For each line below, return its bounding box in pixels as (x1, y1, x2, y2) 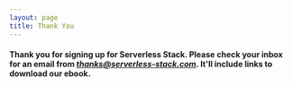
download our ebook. (9, 68, 92, 79)
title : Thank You (9, 21, 75, 30)
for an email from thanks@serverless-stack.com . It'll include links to (9, 59, 273, 70)
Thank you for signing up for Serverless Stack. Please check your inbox (9, 49, 284, 60)
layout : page (9, 13, 59, 22)
